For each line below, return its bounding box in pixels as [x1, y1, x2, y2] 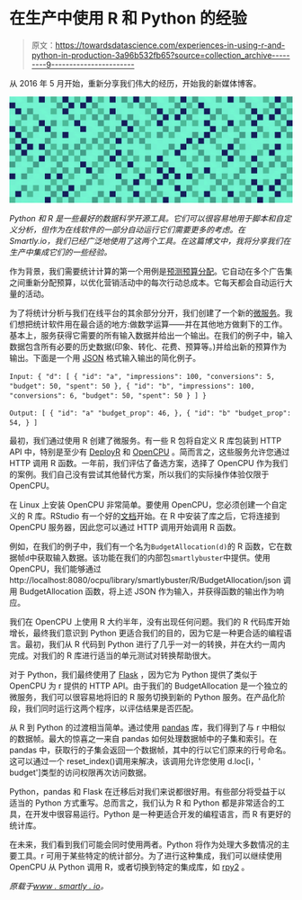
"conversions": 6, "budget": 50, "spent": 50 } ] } [9, 391, 207, 400]
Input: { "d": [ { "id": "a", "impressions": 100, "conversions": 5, [9, 372, 276, 381]
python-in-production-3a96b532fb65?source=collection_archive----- [31, 49, 290, 60]
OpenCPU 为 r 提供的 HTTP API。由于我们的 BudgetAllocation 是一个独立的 [9, 680, 288, 691]
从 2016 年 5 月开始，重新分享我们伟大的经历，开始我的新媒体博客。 [9, 77, 262, 88]
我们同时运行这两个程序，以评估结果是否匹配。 [24, 703, 199, 714]
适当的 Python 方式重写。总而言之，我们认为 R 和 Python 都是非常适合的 [9, 797, 277, 808]
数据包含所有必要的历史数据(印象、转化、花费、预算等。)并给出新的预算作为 [9, 341, 288, 352]
